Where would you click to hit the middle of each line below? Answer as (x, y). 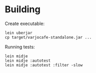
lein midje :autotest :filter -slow (44, 65)
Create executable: (25, 23)
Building (23, 9)
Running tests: (20, 46)
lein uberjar (19, 33)
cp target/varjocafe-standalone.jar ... (49, 37)
